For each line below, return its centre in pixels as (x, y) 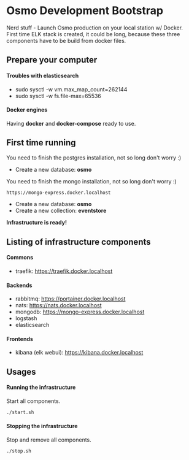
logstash (26, 318)
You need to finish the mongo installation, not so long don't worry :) (91, 181)
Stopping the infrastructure (42, 426)
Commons (20, 258)
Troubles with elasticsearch (43, 75)
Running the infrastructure (41, 388)
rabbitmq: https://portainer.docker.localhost (70, 299)
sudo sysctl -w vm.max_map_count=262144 (71, 89)
